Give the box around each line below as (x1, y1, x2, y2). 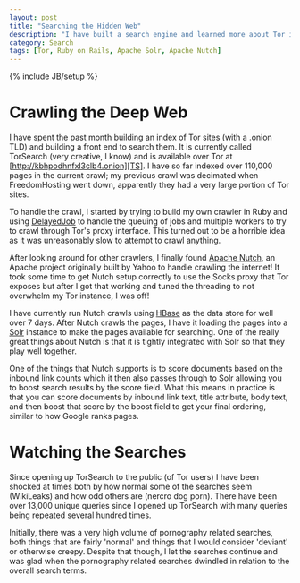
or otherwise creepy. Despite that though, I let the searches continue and (9, 546, 279, 556)
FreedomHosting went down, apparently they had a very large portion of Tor (9, 180, 290, 191)
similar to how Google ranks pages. (9, 411, 139, 422)
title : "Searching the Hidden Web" (9, 21, 142, 30)
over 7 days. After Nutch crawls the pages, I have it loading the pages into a (9, 317, 288, 328)
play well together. (9, 346, 78, 356)
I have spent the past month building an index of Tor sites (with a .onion (9, 132, 272, 143)
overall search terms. (9, 565, 87, 576)
